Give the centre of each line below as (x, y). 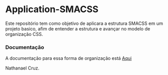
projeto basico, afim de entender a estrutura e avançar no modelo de (78, 28)
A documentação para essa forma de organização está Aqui (68, 58)
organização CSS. (24, 34)
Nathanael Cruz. (22, 68)
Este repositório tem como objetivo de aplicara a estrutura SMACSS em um (84, 23)
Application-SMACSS (52, 9)
